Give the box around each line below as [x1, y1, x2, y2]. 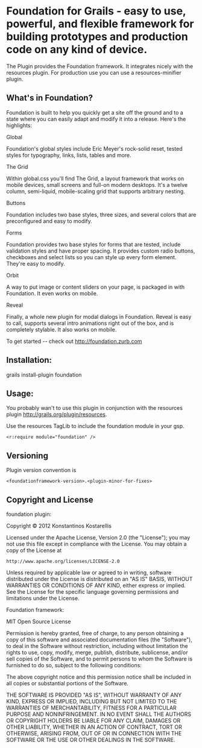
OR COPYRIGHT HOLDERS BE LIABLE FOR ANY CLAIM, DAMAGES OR [6, 717, 181, 724]
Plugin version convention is [6, 467, 77, 474]
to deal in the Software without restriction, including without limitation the [6, 643, 188, 649]
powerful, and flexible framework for [6, 17, 194, 31]
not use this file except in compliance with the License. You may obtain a [6, 541, 187, 547]
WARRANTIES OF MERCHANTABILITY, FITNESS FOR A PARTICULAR [6, 704, 177, 711]
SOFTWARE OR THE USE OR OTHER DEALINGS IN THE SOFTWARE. [6, 737, 175, 743]
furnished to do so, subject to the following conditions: [6, 662, 142, 668]
